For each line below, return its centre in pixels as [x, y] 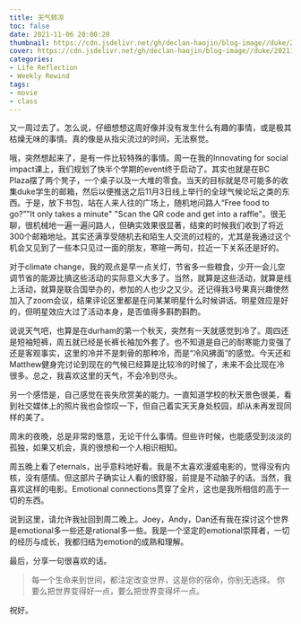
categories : [31, 59]
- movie [24, 92]
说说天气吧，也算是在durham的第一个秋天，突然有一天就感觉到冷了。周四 [145, 331]
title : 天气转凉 [37, 18]
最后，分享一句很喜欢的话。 [60, 561]
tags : [19, 84]
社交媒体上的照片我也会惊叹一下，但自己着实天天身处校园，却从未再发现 [150, 406]
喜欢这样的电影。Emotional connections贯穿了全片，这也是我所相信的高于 [146, 489]
